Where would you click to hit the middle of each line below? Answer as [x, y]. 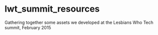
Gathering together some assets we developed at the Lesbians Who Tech [79, 22]
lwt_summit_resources [52, 9]
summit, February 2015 [28, 27]
